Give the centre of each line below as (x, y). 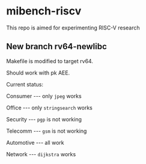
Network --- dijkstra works (41, 154)
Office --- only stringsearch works (50, 108)
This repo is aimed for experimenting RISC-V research (73, 28)
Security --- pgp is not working (44, 119)
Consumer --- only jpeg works (44, 96)
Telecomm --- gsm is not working (47, 131)
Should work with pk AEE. (38, 73)
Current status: (25, 84)
